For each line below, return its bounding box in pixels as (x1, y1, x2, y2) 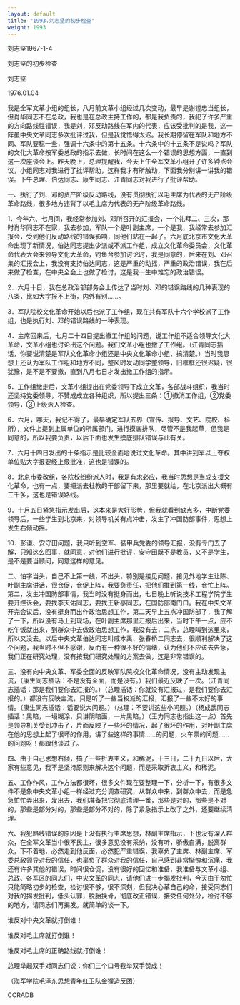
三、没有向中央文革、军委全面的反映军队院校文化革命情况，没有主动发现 (7, 668, 220, 676)
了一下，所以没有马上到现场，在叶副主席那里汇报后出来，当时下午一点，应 (7, 616, 226, 625)
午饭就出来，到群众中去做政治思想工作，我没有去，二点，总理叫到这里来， (13, 625, 233, 634)
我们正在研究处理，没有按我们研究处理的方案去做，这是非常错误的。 (7, 652, 208, 661)
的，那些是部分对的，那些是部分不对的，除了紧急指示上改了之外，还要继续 (7, 805, 226, 813)
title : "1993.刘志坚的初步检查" (7, 17, 95, 24)
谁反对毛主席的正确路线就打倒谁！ (7, 946, 108, 955)
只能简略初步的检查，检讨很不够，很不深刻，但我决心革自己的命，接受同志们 (7, 883, 233, 891)
